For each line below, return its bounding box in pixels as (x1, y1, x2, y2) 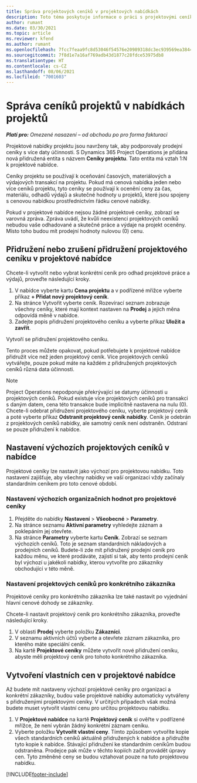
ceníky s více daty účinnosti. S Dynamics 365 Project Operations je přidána (6, 149, 188, 156)
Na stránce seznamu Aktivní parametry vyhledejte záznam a (14, 521, 163, 528)
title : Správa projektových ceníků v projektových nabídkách (6, 8, 159, 15)
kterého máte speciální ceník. (14, 640, 86, 648)
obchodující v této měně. (14, 565, 75, 572)
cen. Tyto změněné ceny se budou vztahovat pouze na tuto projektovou (14, 753, 189, 760)
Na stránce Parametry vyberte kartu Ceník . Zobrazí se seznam (14, 534, 168, 541)
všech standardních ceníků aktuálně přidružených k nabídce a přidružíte (14, 734, 189, 742)
